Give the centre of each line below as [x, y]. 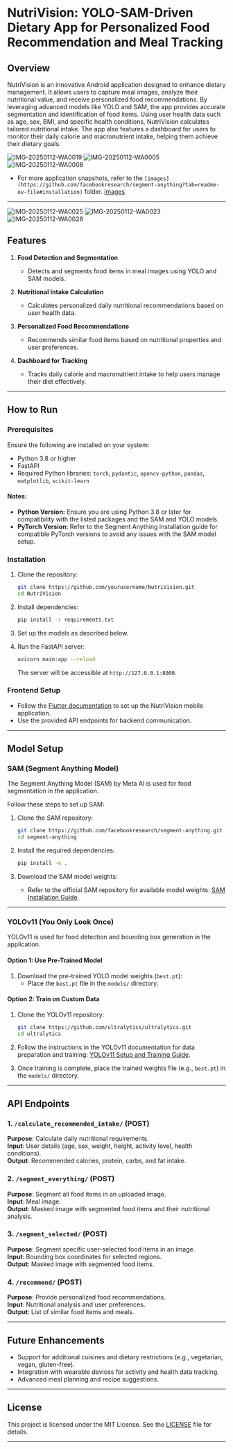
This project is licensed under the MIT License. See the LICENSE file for [110, 1424]
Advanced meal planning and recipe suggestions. [88, 1379]
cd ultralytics [39, 1034]
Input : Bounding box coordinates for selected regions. [85, 1256]
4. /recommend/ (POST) [45, 1282]
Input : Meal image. [34, 1201]
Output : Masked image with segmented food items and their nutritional [109, 1208]
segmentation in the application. [53, 791]
